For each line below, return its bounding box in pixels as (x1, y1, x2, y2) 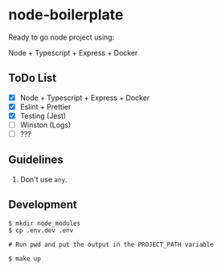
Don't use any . (19, 174, 68, 184)
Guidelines (8, 153, 64, 167)
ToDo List (8, 71, 57, 85)
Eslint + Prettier (19, 102, 72, 111)
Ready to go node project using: (8, 32, 115, 42)
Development (8, 198, 78, 211)
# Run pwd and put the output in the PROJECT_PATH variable (8, 240, 215, 248)
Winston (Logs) (19, 119, 72, 130)
